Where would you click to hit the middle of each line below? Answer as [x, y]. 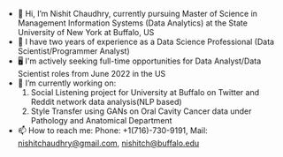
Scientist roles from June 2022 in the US [92, 74]
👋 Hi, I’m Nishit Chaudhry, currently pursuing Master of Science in [138, 14]
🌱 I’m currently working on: [67, 83]
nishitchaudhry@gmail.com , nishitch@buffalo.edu [108, 143]
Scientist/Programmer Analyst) [73, 51]
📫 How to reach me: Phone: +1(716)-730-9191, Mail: [112, 131]
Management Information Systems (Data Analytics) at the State [132, 23]
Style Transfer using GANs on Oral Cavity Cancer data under [141, 111]
